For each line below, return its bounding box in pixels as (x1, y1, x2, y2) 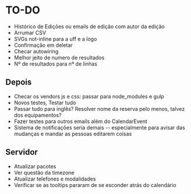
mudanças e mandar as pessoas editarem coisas (13, 130, 132, 137)
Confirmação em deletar (13, 42, 73, 49)
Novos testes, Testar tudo (13, 99, 77, 106)
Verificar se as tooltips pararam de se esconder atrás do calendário (13, 181, 176, 188)
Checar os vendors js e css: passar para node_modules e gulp (13, 93, 165, 100)
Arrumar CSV (13, 29, 46, 36)
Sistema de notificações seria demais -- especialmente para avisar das (13, 124, 185, 131)
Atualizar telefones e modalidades (13, 175, 96, 182)
